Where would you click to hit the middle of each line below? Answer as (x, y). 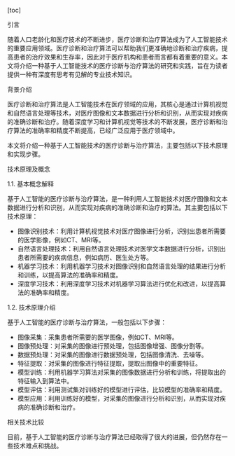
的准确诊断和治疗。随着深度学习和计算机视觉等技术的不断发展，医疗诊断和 (114, 122)
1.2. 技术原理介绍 (31, 307)
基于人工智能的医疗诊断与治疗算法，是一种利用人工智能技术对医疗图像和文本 (117, 199)
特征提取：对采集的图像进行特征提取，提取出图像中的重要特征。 (109, 363)
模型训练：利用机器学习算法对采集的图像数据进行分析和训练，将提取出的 (121, 372)
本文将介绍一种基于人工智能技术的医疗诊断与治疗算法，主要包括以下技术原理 (117, 145)
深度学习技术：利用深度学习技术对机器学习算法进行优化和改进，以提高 (119, 284)
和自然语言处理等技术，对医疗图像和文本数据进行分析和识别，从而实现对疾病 (117, 113)
